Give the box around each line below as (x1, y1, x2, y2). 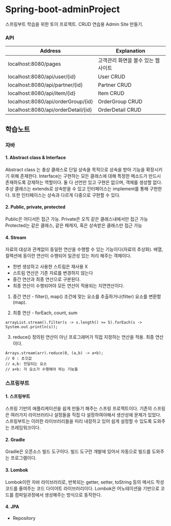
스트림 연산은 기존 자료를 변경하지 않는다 (12, 270, 93, 276)
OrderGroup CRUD (98, 98, 142, 105)
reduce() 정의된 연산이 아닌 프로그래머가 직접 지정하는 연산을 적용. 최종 (12, 334, 154, 340)
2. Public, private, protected (5, 204, 66, 210)
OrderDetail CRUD (98, 106, 141, 113)
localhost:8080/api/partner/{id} (8, 82, 83, 89)
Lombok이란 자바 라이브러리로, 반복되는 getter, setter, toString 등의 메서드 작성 (5, 479, 164, 485)
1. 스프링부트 (5, 393, 31, 399)
